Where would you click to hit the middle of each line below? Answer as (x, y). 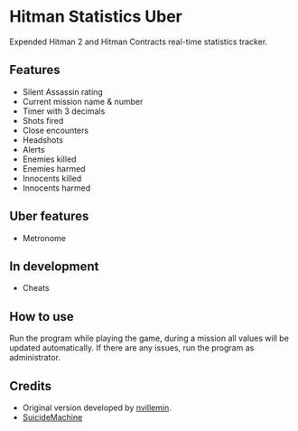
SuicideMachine (52, 417)
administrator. (35, 358)
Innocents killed (52, 178)
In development (54, 266)
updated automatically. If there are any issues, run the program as (132, 348)
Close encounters (55, 130)
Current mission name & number (83, 101)
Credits (31, 386)
